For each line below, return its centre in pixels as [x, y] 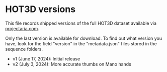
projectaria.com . [22, 28]
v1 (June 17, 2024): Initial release [46, 58]
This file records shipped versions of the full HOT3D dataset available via [81, 23]
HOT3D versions [40, 9]
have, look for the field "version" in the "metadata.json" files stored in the [81, 43]
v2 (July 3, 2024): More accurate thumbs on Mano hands [72, 64]
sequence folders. [24, 49]
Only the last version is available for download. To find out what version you [84, 38]
